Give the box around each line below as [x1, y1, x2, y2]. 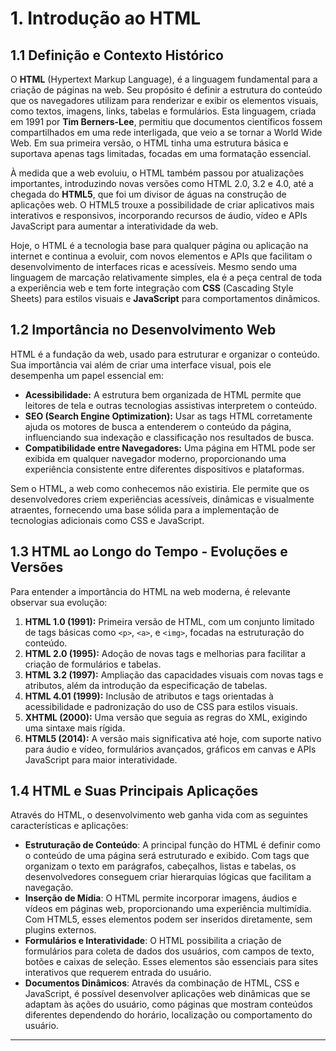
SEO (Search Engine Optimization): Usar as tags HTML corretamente [24, 410, 313, 422]
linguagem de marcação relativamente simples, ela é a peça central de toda [10, 272, 323, 283]
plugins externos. [24, 924, 97, 936]
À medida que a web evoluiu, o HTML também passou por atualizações [10, 167, 305, 179]
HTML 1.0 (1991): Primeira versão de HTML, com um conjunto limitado [24, 615, 315, 627]
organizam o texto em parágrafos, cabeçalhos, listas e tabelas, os [24, 860, 297, 872]
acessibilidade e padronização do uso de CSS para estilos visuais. [24, 700, 298, 712]
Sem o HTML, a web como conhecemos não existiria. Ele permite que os [10, 482, 310, 494]
